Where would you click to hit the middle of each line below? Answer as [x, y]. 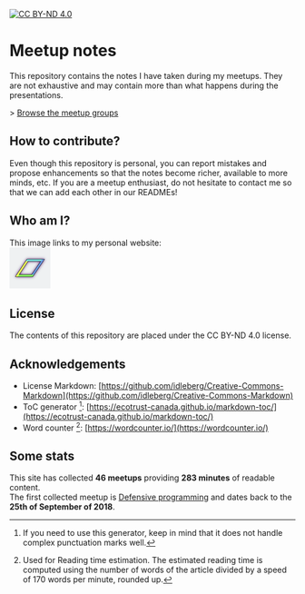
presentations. [36, 94]
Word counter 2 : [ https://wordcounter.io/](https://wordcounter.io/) [146, 427]
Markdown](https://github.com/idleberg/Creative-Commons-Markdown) [157, 396]
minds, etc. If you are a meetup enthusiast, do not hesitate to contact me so [151, 183]
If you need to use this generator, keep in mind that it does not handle [152, 533]
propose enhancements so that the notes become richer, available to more [149, 173]
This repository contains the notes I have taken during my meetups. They [146, 75]
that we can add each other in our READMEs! [93, 192]
